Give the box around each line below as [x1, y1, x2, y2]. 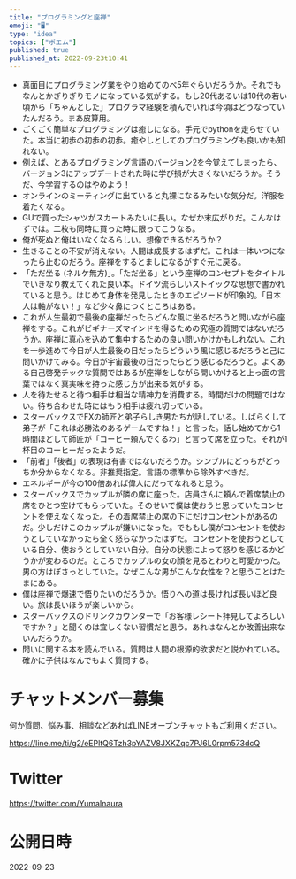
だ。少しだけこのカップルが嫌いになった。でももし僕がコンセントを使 [21, 522, 278, 532]
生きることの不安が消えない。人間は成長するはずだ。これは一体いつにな [21, 245, 285, 256]
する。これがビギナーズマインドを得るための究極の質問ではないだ [37, 323, 277, 333]
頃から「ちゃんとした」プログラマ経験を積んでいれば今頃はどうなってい [21, 102, 285, 112]
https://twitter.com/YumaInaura [9, 798, 124, 808]
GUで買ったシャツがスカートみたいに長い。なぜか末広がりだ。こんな [21, 212, 274, 222]
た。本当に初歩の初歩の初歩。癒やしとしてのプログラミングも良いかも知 [21, 135, 285, 145]
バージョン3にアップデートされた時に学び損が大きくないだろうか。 [21, 168, 267, 178]
